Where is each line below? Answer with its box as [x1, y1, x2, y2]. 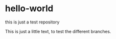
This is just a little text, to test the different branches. [5, 28, 111, 34]
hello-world [5, 3, 54, 14]
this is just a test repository [5, 19, 60, 25]
